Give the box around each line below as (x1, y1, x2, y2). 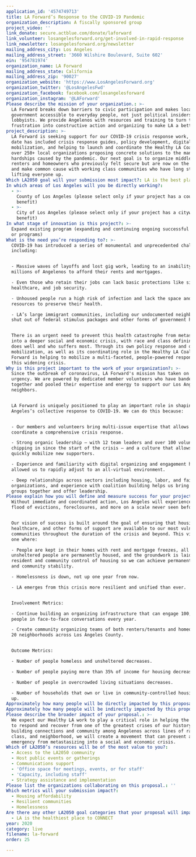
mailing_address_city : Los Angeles (6, 47, 93, 53)
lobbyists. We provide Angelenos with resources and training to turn (11, 118, 187, 123)
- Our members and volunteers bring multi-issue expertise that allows (11, 424, 190, 430)
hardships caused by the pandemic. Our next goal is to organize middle (11, 156, 192, 161)
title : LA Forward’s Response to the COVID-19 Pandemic (6, 14, 145, 20)
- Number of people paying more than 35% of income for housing (11, 669, 171, 674)
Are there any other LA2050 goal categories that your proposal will (6, 810, 179, 815)
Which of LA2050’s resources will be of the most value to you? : (6, 744, 168, 751)
